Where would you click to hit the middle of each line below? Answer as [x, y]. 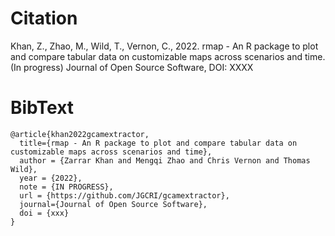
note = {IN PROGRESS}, [66, 187]
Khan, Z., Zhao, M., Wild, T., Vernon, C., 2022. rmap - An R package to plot [164, 46]
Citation [44, 18]
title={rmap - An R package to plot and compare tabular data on [158, 143]
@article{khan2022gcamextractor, [80, 134]
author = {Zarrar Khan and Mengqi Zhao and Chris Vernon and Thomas [165, 160]
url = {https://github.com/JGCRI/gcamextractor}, [124, 195]
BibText [42, 108]
